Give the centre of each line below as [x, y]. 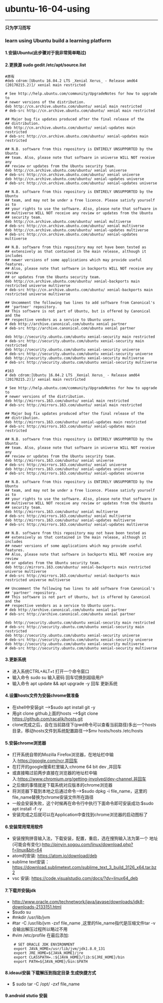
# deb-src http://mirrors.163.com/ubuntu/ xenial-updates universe [75, 473]
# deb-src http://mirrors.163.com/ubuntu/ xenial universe [66, 465]
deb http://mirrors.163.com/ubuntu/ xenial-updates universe [68, 469]
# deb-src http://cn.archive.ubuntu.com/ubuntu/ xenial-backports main [79, 290]
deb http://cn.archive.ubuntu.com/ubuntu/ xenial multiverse [68, 221]
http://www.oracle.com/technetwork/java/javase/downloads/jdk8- [78, 902]
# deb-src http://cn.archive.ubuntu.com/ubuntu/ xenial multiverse [75, 226]
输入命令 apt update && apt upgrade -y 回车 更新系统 [65, 683]
